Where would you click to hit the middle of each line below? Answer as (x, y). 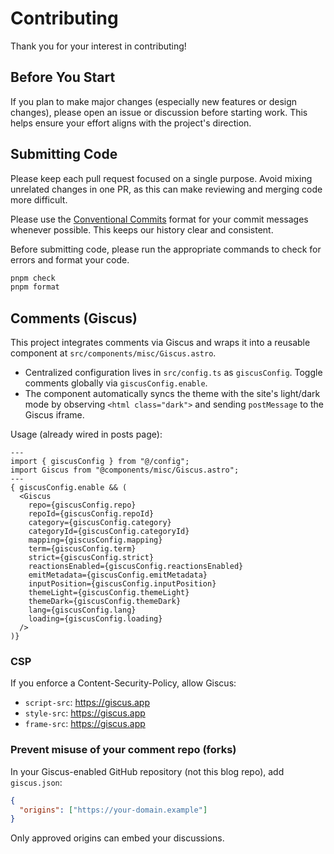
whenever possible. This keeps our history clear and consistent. (142, 229)
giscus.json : (36, 782)
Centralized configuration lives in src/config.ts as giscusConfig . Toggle (173, 373)
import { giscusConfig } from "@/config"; (100, 462)
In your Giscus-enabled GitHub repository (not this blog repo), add (147, 771)
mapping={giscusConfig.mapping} (95, 540)
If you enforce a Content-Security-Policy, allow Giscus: (123, 683)
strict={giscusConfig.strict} (91, 558)
